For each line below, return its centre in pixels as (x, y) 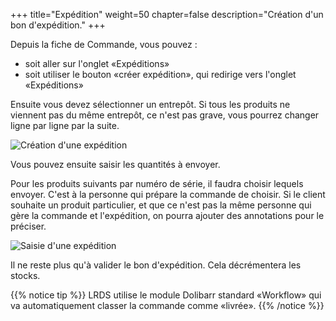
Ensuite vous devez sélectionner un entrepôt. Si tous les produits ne (150, 104)
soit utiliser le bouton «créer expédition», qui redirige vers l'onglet (160, 74)
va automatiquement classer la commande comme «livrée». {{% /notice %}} (167, 305)
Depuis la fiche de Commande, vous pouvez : (104, 44)
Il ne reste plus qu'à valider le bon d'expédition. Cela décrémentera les (156, 265)
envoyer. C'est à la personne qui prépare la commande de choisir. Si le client (168, 194)
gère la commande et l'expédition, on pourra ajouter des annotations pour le (167, 215)
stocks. (25, 275)
